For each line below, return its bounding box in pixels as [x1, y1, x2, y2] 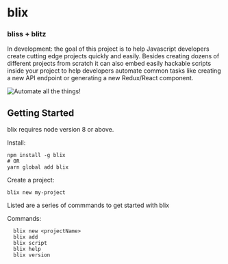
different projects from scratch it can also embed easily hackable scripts [7, 60, 212, 68]
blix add [13, 234, 38, 241]
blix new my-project [7, 189, 66, 196]
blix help [13, 245, 41, 253]
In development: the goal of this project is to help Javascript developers [7, 45, 210, 53]
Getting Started [7, 107, 75, 119]
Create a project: [7, 176, 55, 184]
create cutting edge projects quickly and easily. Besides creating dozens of [7, 52, 220, 60]
